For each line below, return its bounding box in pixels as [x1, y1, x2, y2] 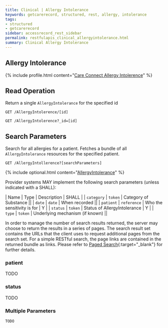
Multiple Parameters [5, 307, 56, 314]
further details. [5, 247, 36, 253]
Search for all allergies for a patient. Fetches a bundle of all [5, 145, 127, 151]
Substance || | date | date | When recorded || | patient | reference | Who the [5, 200, 163, 206]
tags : [5, 17, 17, 22]
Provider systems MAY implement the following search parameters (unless [5, 179, 159, 185]
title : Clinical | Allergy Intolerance [5, 7, 89, 13]
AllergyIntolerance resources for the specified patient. [5, 151, 120, 157]
